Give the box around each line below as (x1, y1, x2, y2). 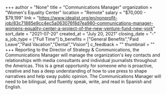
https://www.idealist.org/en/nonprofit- (38, 15, 117, 20)
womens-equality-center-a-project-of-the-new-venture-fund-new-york (5, 25, 153, 31)
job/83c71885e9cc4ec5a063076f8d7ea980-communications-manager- (5, 20, 153, 26)
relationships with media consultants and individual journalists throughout (5, 57, 157, 63)
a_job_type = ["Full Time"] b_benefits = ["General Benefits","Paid (5, 36, 139, 42)
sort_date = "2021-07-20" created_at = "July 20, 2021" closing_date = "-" (5, 31, 156, 36)
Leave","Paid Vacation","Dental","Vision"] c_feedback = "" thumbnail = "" (5, 41, 155, 47)
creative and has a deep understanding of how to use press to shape (5, 68, 147, 74)
